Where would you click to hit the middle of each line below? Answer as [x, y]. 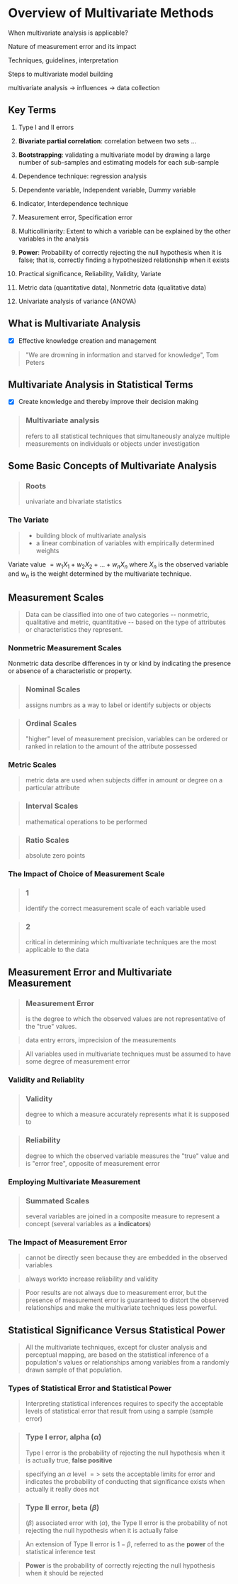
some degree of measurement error [78, 1061]
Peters [35, 362]
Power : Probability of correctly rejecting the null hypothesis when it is [120, 252]
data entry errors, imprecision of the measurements [101, 1040]
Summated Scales [57, 1201]
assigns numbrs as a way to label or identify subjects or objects [118, 705]
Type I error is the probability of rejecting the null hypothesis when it [125, 1453]
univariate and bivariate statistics [74, 501]
